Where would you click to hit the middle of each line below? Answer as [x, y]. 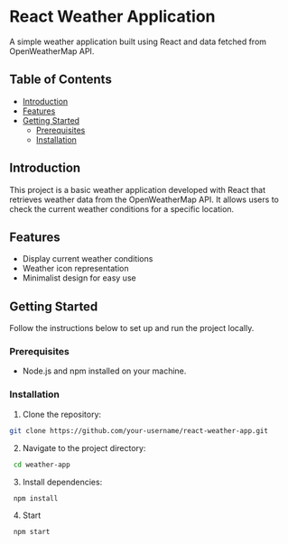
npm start [32, 532]
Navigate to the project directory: [84, 447]
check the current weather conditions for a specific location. [122, 208]
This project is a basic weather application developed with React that [138, 189]
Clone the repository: [62, 414]
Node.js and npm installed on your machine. [104, 371]
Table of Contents [61, 80]
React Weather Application [112, 17]
